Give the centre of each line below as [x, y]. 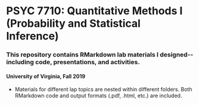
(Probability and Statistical [74, 23]
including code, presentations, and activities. [73, 62]
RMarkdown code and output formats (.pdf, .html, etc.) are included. [98, 96]
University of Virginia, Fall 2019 [46, 76]
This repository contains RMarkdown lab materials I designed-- [100, 55]
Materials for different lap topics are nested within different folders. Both [103, 90]
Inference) [32, 36]
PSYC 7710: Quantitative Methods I [94, 11]
